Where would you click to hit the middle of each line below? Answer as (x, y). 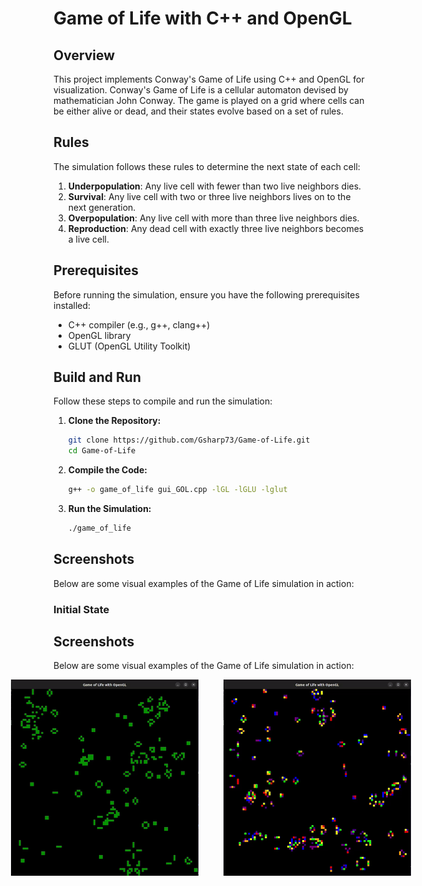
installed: (72, 305)
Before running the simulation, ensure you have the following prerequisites (206, 294)
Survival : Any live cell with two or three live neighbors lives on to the (209, 196)
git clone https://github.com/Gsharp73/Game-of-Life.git (189, 440)
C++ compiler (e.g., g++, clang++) (139, 324)
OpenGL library (99, 335)
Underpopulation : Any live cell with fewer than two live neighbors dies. (214, 186)
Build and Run (97, 377)
